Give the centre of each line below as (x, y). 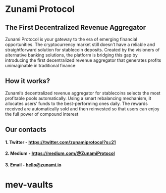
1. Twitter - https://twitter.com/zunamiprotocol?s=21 (61, 142)
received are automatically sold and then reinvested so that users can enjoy (82, 109)
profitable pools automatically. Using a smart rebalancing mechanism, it (78, 98)
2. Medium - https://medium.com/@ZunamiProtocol (60, 153)
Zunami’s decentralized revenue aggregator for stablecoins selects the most (83, 93)
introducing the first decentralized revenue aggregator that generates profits (83, 60)
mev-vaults (29, 185)
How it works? (28, 81)
